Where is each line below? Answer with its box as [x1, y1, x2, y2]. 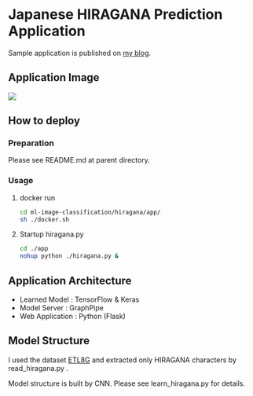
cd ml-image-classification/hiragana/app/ [19, 208, 161, 216]
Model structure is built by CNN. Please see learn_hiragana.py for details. [8, 379, 246, 388]
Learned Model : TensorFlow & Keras [19, 295, 140, 304]
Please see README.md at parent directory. [8, 156, 151, 165]
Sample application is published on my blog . [8, 48, 152, 57]
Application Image [8, 71, 100, 84]
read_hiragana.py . [8, 363, 69, 372]
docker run [19, 192, 56, 202]
